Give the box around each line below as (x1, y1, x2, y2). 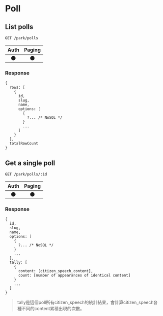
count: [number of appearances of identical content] (18, 273, 131, 278)
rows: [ (9, 85, 26, 90)
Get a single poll (5, 159, 55, 167)
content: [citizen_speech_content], (18, 269, 93, 274)
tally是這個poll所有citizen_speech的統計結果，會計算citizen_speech (17, 299, 154, 306)
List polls (5, 23, 33, 31)
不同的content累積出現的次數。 (21, 306, 84, 312)
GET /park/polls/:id (5, 172, 48, 177)
